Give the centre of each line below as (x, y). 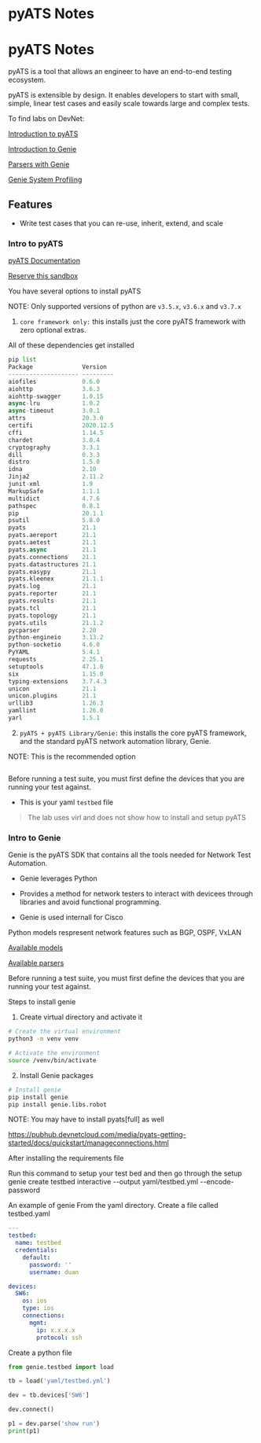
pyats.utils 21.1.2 (56, 623)
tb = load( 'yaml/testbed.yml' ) (59, 1381)
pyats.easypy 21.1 (52, 572)
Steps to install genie (42, 1002)
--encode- (217, 1182)
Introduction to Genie (42, 149)
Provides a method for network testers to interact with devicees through (136, 894)
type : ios (39, 1309)
